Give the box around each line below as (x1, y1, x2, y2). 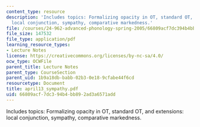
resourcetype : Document (6, 81, 65, 87)
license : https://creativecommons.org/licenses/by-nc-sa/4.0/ (6, 53, 164, 59)
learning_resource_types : (6, 42, 70, 48)
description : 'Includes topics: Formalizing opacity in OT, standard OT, (6, 14, 193, 20)
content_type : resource (6, 8, 65, 15)
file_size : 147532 (6, 31, 52, 37)
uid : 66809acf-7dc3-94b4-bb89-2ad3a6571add (6, 91, 116, 97)
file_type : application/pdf (6, 36, 76, 42)
